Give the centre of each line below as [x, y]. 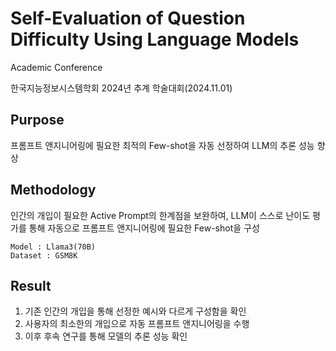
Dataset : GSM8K [44, 255]
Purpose [37, 120]
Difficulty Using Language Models [155, 39]
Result [31, 285]
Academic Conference [56, 67]
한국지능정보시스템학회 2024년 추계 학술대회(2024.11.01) [121, 88]
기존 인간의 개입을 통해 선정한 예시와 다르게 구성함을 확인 [135, 311]
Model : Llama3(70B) [53, 247]
